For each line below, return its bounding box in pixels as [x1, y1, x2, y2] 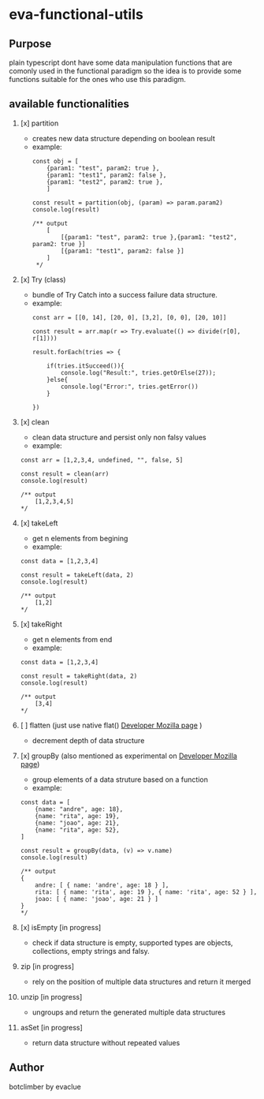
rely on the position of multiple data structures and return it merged [32, 977, 251, 986]
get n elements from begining [32, 533, 128, 543]
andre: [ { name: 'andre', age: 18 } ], [35, 881, 169, 889]
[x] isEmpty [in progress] [20, 922, 102, 932]
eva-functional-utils [9, 6, 144, 24]
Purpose [9, 37, 52, 50]
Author [9, 1061, 44, 1075]
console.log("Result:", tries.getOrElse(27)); [60, 368, 216, 376]
